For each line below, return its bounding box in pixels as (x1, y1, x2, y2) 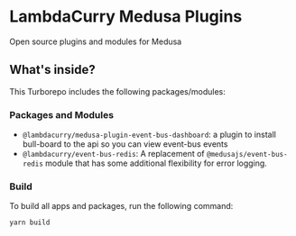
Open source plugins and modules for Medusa (9, 36, 182, 47)
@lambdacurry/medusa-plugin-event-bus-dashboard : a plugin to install (22, 129, 277, 141)
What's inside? (9, 62, 97, 77)
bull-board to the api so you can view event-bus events (22, 139, 228, 150)
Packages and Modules (9, 108, 115, 121)
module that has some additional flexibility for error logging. (44, 158, 268, 168)
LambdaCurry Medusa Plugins (9, 6, 243, 27)
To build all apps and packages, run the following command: (9, 201, 234, 212)
